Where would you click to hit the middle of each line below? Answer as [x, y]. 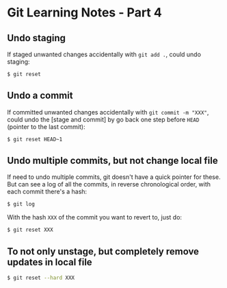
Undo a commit [40, 96]
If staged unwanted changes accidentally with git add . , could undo [104, 54]
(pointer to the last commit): [46, 127]
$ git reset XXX [30, 230]
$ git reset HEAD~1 [35, 139]
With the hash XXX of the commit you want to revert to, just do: [95, 217]
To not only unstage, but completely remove [103, 251]
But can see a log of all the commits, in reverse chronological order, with [109, 184]
